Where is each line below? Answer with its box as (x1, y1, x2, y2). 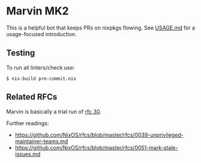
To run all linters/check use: (6, 64, 75, 71)
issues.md (14, 150, 41, 158)
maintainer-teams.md (14, 137, 68, 145)
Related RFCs (6, 92, 58, 102)
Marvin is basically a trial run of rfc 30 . (6, 108, 102, 115)
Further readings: (6, 119, 49, 127)
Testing (6, 48, 35, 58)
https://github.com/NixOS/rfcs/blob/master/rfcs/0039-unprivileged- (14, 131, 184, 138)
